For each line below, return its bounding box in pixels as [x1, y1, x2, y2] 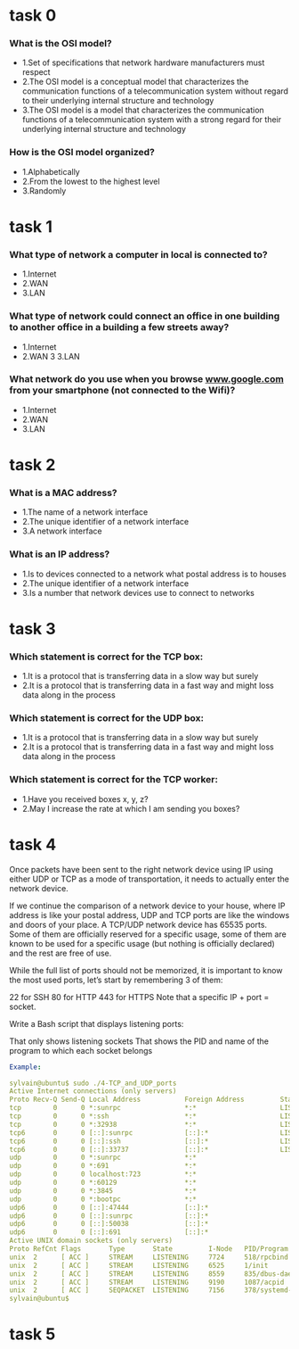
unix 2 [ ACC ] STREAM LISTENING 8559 [9, 1269, 225, 1279]
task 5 [9, 1324, 56, 1345]
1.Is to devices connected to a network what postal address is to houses [21, 568, 287, 579]
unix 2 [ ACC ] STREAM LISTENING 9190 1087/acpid [9, 1278, 285, 1287]
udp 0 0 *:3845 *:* [9, 1186, 198, 1196]
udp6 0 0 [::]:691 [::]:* [9, 1228, 209, 1237]
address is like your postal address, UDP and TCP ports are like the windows [9, 909, 290, 920]
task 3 [9, 618, 56, 639]
